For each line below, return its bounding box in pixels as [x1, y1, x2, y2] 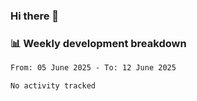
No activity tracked [10, 81, 97, 91]
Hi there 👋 [10, 9, 60, 23]
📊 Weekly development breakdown [10, 36, 187, 50]
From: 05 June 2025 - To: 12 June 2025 [10, 63, 177, 73]
